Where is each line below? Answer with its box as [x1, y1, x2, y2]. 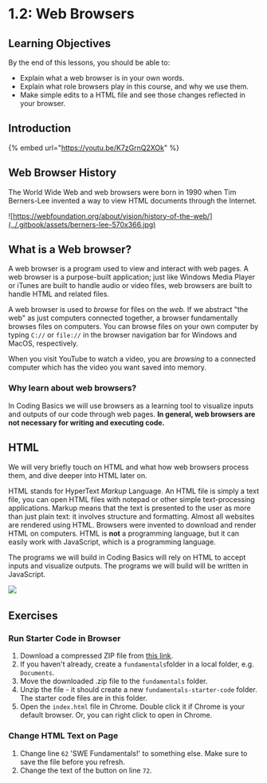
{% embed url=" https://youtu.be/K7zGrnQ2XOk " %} [8, 143, 179, 152]
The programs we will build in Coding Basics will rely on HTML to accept [8, 552, 246, 562]
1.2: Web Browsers [8, 5, 135, 23]
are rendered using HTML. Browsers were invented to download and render [8, 520, 257, 529]
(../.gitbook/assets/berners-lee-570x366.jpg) [8, 219, 156, 229]
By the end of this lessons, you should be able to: [8, 57, 171, 67]
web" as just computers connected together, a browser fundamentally [8, 313, 238, 323]
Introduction [8, 121, 72, 136]
